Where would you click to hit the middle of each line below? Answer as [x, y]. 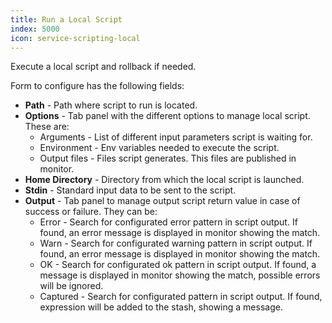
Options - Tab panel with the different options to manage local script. [167, 116]
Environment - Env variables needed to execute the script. [159, 148]
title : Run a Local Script [66, 19]
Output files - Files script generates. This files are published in [168, 158]
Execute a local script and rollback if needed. [103, 67]
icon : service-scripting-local [75, 38]
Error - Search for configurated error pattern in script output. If [168, 222]
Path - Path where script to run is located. [111, 105]
